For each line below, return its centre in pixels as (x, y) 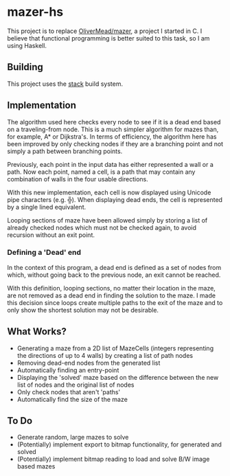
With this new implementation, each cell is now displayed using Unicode (109, 192)
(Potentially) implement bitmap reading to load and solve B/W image (113, 459)
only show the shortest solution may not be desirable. (83, 310)
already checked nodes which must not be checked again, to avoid (102, 227)
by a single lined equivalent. (47, 207)
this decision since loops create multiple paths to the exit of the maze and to (115, 302)
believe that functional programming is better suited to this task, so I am (108, 38)
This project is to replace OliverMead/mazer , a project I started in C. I (105, 31)
